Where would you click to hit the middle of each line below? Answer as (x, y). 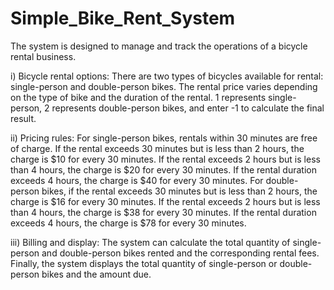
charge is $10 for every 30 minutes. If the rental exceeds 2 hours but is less (165, 159)
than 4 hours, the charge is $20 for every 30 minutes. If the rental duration (163, 169)
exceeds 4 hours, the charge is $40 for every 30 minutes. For (137, 180)
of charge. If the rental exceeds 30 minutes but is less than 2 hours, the (157, 148)
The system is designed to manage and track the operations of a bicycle (159, 46)
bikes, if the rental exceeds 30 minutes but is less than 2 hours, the (179, 191)
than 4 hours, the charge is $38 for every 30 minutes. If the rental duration (163, 212)
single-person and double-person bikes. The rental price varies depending (164, 86)
